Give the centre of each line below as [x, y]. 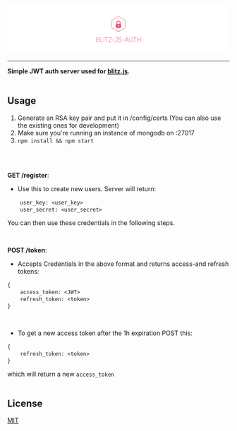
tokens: [28, 271]
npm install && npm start [55, 141]
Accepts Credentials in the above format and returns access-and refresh [123, 264]
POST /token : [27, 250]
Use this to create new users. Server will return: [87, 188]
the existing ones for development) [68, 125]
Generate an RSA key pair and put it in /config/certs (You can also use [119, 118]
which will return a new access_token [61, 374]
